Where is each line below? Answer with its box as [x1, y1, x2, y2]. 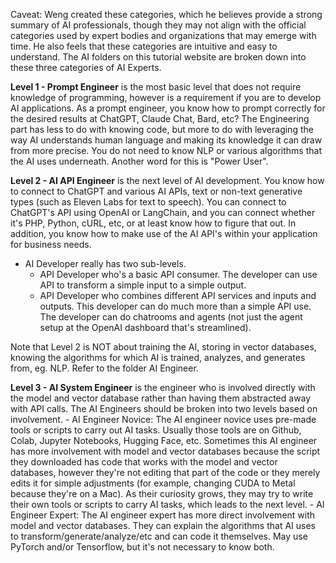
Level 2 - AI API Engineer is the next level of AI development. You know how [10, 175, 325, 186]
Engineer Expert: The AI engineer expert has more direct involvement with [10, 509, 316, 521]
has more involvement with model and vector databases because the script [10, 445, 321, 457]
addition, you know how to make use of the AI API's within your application [10, 228, 318, 239]
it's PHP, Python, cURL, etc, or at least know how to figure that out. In [10, 217, 297, 229]
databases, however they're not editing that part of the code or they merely [10, 467, 321, 478]
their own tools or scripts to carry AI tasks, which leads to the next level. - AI [10, 499, 325, 510]
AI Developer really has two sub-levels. [24, 258, 187, 269]
